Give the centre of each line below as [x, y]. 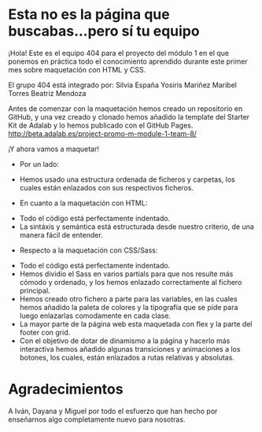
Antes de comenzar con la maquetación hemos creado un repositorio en [125, 109]
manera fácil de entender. [61, 234]
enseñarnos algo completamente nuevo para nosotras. [97, 419]
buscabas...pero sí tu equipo [104, 31]
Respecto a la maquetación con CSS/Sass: [89, 250]
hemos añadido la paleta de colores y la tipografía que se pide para [129, 307]
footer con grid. [45, 332]
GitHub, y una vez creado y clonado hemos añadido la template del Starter [129, 116]
